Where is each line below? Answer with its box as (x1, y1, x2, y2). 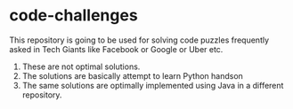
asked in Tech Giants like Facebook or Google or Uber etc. (9, 43, 224, 54)
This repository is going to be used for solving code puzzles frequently (9, 35, 270, 45)
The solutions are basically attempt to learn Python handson (21, 70, 243, 81)
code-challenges (9, 5, 138, 26)
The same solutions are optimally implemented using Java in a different (21, 80, 284, 90)
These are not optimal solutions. (21, 61, 141, 72)
